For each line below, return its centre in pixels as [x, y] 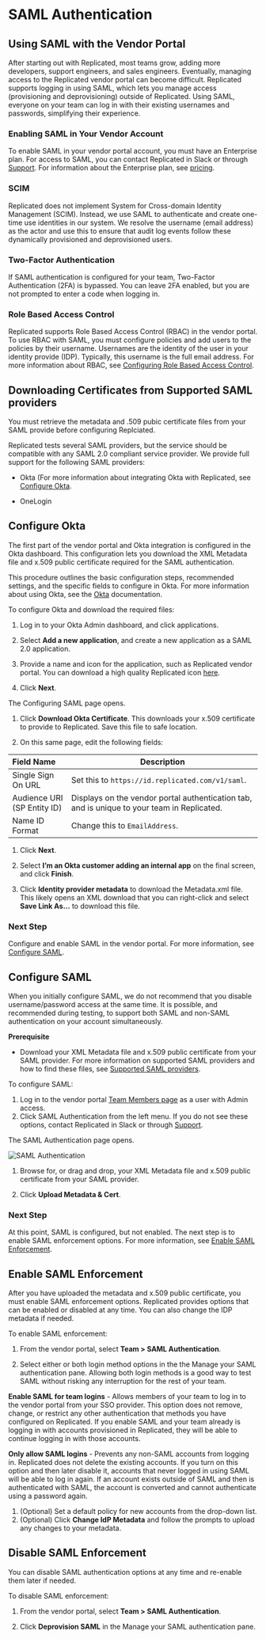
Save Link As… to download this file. [80, 906]
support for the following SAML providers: [76, 462]
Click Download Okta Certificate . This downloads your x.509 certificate [137, 718]
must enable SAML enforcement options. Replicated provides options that [129, 1302]
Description [162, 762]
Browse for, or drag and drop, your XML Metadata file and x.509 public [135, 1170]
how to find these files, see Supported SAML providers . [110, 1069]
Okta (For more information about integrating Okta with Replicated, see [135, 477]
